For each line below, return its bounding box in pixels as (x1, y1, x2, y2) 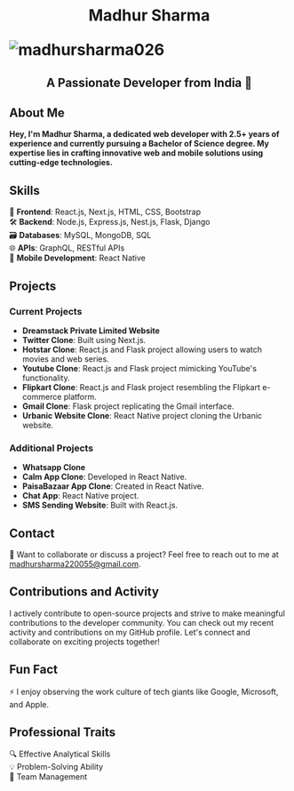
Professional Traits (9, 725, 116, 740)
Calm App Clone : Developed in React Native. (21, 472, 187, 483)
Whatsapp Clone (21, 462, 86, 473)
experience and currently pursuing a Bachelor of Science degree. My (9, 139, 269, 149)
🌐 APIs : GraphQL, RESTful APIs (9, 243, 125, 253)
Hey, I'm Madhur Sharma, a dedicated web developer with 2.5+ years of (9, 129, 280, 140)
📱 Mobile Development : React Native (9, 252, 147, 263)
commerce (21, 391, 62, 402)
